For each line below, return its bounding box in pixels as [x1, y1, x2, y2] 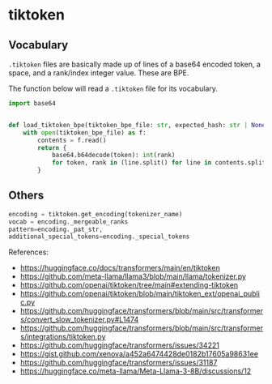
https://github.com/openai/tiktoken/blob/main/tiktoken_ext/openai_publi [19, 289, 261, 299]
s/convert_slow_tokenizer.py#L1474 [19, 314, 139, 325]
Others [8, 189, 45, 203]
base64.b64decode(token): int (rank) [51, 151, 176, 160]
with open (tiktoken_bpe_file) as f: [23, 128, 147, 137]
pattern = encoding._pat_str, [8, 225, 104, 233]
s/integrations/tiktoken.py [19, 332, 106, 342]
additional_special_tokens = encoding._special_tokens [8, 233, 190, 241]
